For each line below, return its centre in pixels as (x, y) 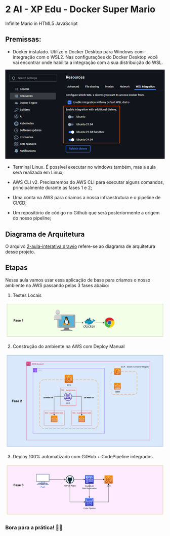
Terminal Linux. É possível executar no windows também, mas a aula (84, 167)
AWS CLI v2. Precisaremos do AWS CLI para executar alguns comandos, (88, 182)
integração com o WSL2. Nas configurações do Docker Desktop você (85, 57)
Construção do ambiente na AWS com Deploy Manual (69, 346)
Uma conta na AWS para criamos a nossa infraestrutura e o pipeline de (87, 198)
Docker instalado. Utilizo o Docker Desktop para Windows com (78, 51)
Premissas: (23, 39)
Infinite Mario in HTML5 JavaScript (41, 23)
